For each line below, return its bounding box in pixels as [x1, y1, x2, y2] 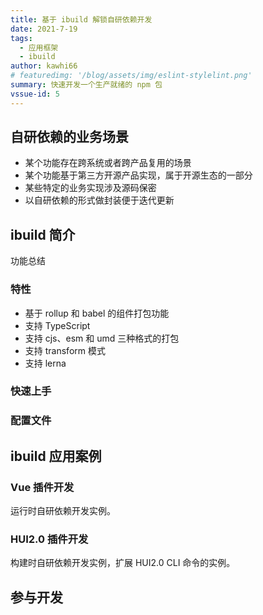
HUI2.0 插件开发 [10, 532, 89, 546]
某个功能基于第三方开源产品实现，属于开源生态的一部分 [24, 169, 253, 181]
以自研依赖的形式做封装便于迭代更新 [24, 194, 175, 206]
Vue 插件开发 [10, 480, 75, 494]
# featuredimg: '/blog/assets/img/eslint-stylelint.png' [10, 71, 253, 81]
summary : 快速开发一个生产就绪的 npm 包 [10, 80, 163, 90]
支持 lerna [24, 357, 67, 369]
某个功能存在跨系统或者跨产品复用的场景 [24, 157, 192, 169]
